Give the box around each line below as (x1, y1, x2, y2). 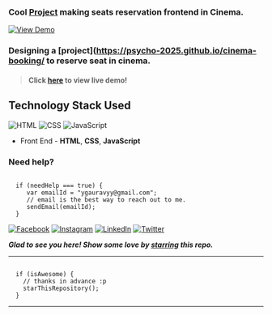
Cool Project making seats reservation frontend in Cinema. (8, 6, 244, 18)
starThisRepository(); (23, 284, 100, 292)
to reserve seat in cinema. (46, 55, 151, 66)
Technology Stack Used (8, 99, 131, 113)
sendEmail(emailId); (26, 202, 96, 211)
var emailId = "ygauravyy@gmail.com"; (26, 189, 158, 197)
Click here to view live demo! (28, 75, 128, 85)
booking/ (8, 55, 45, 66)
